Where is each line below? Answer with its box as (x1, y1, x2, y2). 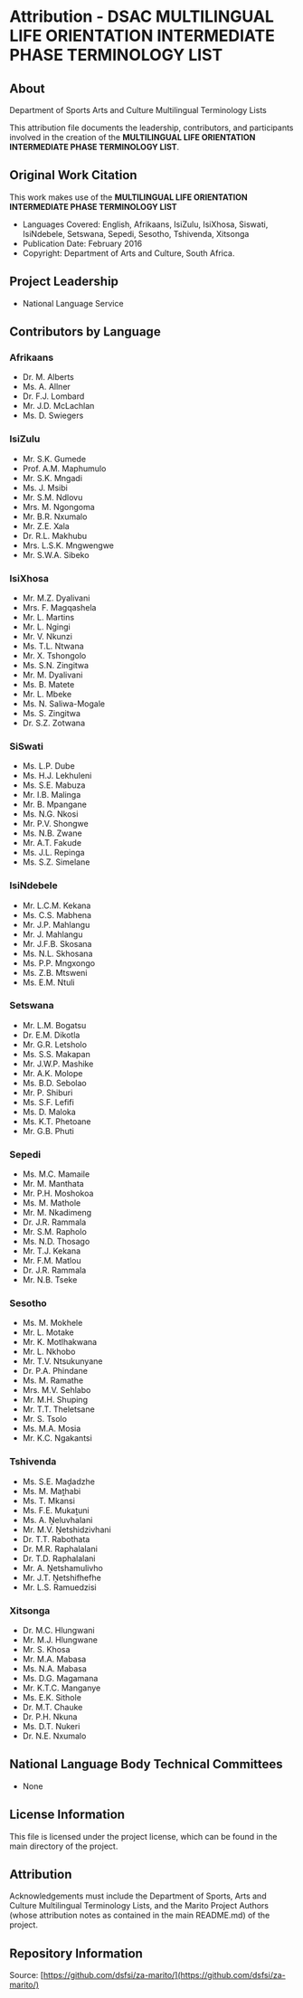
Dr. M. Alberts (22, 372, 74, 383)
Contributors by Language (9, 324, 161, 340)
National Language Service (22, 298, 124, 308)
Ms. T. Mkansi (22, 1495, 75, 1506)
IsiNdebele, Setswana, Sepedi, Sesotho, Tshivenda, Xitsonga (22, 228, 250, 239)
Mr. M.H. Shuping (22, 1395, 89, 1406)
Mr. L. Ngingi (22, 621, 71, 632)
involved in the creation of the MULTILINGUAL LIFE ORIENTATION (9, 132, 256, 142)
